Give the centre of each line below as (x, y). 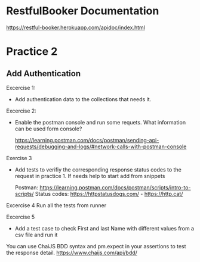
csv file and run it (36, 235)
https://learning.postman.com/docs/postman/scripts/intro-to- (115, 187)
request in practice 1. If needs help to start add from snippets (90, 176)
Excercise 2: (21, 111)
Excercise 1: (21, 88)
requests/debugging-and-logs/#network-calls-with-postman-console (101, 146)
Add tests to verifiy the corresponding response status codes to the (98, 169)
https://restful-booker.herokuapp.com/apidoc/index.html (76, 27)
